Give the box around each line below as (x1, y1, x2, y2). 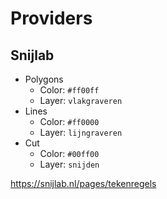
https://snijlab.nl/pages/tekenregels (10, 178, 157, 189)
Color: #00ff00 (39, 148, 100, 159)
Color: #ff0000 (39, 116, 100, 127)
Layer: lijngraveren (39, 127, 123, 138)
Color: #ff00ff (39, 84, 100, 96)
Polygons (24, 73, 64, 85)
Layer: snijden (39, 158, 100, 170)
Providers (10, 7, 93, 30)
